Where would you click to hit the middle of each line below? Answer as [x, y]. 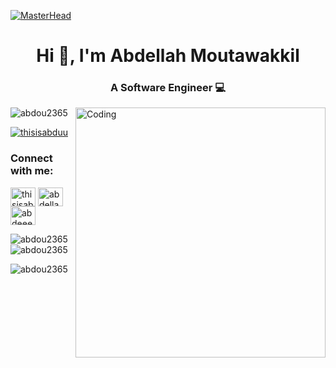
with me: [32, 171]
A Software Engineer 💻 [168, 88]
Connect [31, 158]
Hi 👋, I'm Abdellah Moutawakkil [168, 56]
